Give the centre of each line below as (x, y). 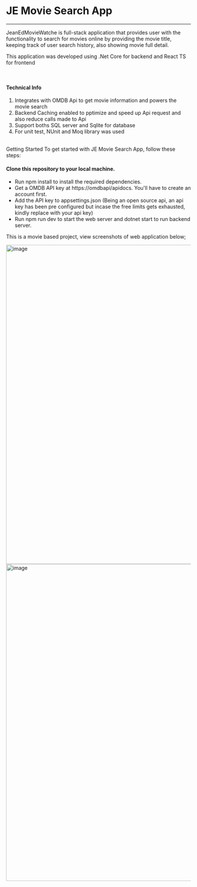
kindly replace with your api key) (54, 213)
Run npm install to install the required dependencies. (78, 182)
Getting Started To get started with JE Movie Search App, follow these (91, 149)
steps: (13, 155)
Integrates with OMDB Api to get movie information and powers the (96, 100)
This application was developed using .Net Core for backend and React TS (96, 56)
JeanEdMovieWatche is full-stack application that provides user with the (93, 32)
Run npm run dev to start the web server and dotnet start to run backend (102, 219)
